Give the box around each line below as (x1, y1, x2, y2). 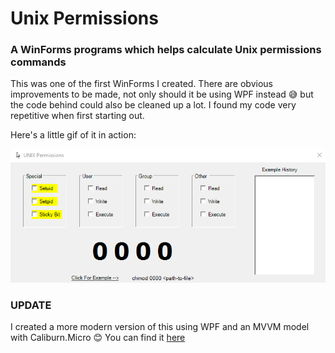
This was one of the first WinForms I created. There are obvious (10, 78, 273, 90)
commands (10, 55, 67, 69)
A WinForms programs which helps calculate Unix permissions (10, 43, 322, 57)
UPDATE (10, 298, 52, 312)
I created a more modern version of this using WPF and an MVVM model (10, 321, 310, 332)
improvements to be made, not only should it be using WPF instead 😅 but (10, 88, 314, 101)
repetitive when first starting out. (10, 110, 145, 122)
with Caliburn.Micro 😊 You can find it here (10, 332, 186, 343)
